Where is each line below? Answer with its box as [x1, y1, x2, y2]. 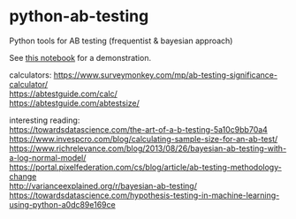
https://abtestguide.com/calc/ [9, 88, 118, 99]
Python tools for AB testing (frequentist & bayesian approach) [9, 35, 233, 46]
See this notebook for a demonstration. [9, 52, 152, 63]
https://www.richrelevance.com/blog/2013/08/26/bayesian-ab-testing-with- [9, 143, 287, 154]
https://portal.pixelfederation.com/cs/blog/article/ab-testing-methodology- [9, 162, 283, 172]
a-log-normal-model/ [9, 152, 87, 162]
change [9, 170, 37, 182]
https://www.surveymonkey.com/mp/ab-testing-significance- [53, 69, 278, 80]
